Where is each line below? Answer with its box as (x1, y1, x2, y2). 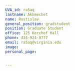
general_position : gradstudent (5, 21, 70, 26)
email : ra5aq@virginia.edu (5, 40, 61, 45)
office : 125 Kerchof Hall (5, 30, 59, 35)
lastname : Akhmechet (5, 12, 48, 17)
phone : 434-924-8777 (5, 35, 48, 40)
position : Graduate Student (5, 26, 64, 31)
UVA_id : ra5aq (5, 7, 35, 12)
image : (5, 44, 19, 49)
